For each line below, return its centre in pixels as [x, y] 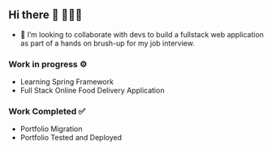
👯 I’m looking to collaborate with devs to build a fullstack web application [142, 34]
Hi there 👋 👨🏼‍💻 [45, 15]
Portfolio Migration [51, 129]
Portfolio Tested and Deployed [71, 138]
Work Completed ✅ [47, 112]
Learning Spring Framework [67, 82]
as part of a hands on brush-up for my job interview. [107, 43]
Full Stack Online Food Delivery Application [92, 91]
